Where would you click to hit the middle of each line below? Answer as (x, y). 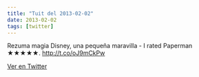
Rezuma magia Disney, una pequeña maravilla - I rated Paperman (100, 46)
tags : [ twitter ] (30, 26)
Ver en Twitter (27, 67)
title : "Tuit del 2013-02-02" (51, 13)
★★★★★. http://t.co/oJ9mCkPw (56, 53)
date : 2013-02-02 (32, 20)
